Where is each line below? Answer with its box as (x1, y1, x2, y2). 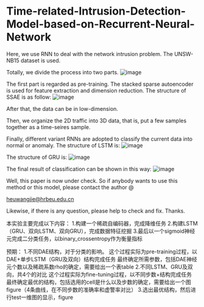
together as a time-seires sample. (6, 123, 91, 130)
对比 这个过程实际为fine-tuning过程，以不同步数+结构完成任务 (36, 270, 192, 278)
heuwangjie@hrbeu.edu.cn (6, 195, 74, 202)
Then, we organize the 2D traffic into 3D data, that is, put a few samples (6, 117, 187, 124)
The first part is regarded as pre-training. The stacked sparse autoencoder (6, 80, 194, 88)
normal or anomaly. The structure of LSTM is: (6, 141, 121, 149)
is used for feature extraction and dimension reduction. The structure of (6, 86, 187, 94)
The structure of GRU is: (6, 153, 68, 161)
